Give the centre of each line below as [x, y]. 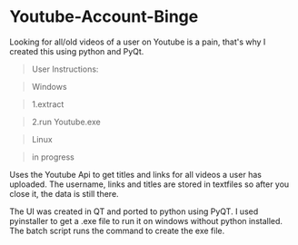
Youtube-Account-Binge [104, 17]
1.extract [48, 104]
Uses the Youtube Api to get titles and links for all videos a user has [135, 174]
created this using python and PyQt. [77, 51]
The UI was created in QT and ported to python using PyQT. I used [134, 211]
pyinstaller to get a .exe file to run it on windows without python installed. [146, 220]
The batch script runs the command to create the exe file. [117, 230]
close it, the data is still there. [65, 193]
